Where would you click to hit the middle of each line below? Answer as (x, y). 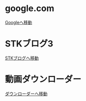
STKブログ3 (29, 44)
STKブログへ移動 (22, 58)
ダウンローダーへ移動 (26, 94)
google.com (30, 8)
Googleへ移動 (19, 22)
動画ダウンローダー (43, 79)
